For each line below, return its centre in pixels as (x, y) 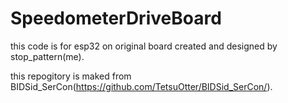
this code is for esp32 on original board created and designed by (144, 46)
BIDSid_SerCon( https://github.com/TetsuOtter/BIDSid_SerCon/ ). (141, 86)
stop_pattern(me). (47, 56)
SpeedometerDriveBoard (116, 18)
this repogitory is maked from (71, 76)
